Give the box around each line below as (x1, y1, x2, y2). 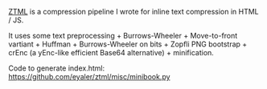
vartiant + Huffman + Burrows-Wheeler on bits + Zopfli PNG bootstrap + (8, 39, 248, 49)
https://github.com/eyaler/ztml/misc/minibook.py (8, 72, 170, 81)
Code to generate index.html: (8, 63, 105, 73)
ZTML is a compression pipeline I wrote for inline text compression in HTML (8, 7, 259, 16)
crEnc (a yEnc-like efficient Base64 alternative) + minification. (8, 48, 215, 57)
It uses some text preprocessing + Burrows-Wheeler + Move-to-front (8, 31, 238, 40)
